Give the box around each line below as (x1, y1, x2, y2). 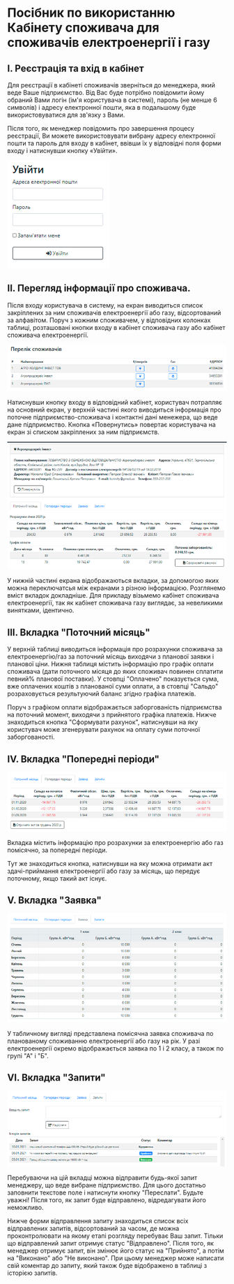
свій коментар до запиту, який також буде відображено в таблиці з (7, 1262, 208, 1270)
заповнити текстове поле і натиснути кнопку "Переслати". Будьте (7, 1188, 204, 1197)
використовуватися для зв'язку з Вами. (7, 110, 125, 119)
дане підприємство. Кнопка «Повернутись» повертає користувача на (7, 420, 216, 428)
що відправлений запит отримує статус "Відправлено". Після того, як (7, 1239, 214, 1248)
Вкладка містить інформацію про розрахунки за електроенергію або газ (7, 838, 224, 846)
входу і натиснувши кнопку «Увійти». (7, 147, 118, 154)
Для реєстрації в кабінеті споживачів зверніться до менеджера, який (7, 81, 216, 89)
